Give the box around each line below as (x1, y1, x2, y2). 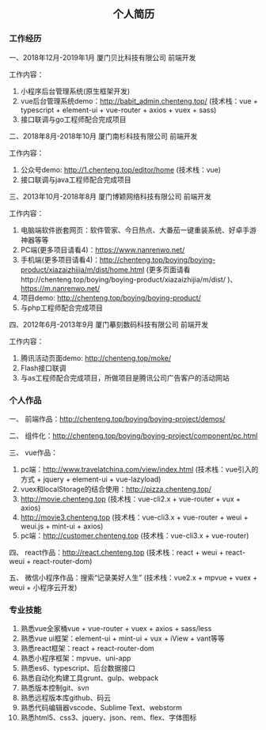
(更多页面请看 (146, 264, 191, 274)
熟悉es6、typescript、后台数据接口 (20, 664, 135, 673)
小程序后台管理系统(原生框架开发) (20, 86, 131, 96)
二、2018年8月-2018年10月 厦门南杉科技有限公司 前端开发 (9, 131, 198, 141)
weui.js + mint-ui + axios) (20, 521, 104, 531)
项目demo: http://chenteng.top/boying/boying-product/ (20, 293, 201, 302)
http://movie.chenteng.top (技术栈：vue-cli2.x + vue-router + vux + (20, 494, 241, 504)
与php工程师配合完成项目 (20, 303, 104, 312)
